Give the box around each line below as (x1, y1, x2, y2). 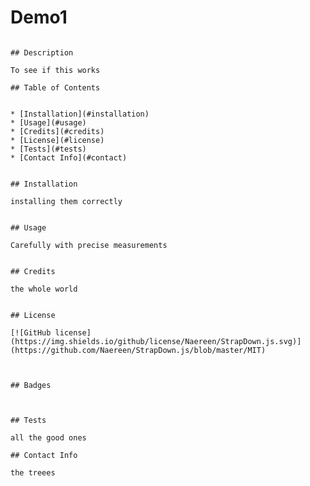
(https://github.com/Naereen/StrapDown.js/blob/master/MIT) (10, 345, 267, 355)
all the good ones (10, 432, 87, 443)
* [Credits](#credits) (10, 126, 105, 136)
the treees (10, 467, 56, 478)
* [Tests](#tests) (10, 144, 87, 154)
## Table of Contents (10, 82, 101, 93)
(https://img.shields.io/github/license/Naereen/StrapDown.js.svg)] (10, 336, 302, 346)
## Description (10, 47, 74, 58)
